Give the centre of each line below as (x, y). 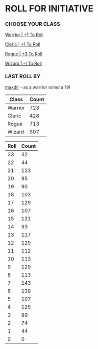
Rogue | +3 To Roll (24, 54)
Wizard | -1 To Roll (24, 64)
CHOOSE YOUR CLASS (33, 24)
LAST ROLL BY (23, 76)
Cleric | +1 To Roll (23, 44)
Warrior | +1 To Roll (24, 35)
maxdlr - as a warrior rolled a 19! (38, 87)
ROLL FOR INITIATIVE (49, 9)
